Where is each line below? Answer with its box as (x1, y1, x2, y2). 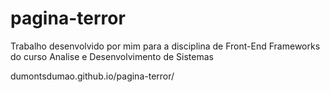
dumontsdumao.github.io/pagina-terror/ (10, 70, 175, 82)
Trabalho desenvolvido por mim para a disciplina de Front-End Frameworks (10, 40, 321, 52)
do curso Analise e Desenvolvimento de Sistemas (10, 50, 214, 62)
